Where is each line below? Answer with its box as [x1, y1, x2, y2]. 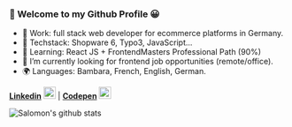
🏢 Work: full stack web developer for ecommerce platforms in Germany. [21, 28, 284, 39]
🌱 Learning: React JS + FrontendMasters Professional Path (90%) [21, 47, 262, 57]
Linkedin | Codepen [9, 91, 97, 101]
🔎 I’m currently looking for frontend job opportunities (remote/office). [21, 56, 274, 67]
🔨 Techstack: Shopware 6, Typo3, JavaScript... [21, 37, 193, 48]
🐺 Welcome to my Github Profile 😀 [9, 8, 160, 20]
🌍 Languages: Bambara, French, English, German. [21, 66, 206, 77]
